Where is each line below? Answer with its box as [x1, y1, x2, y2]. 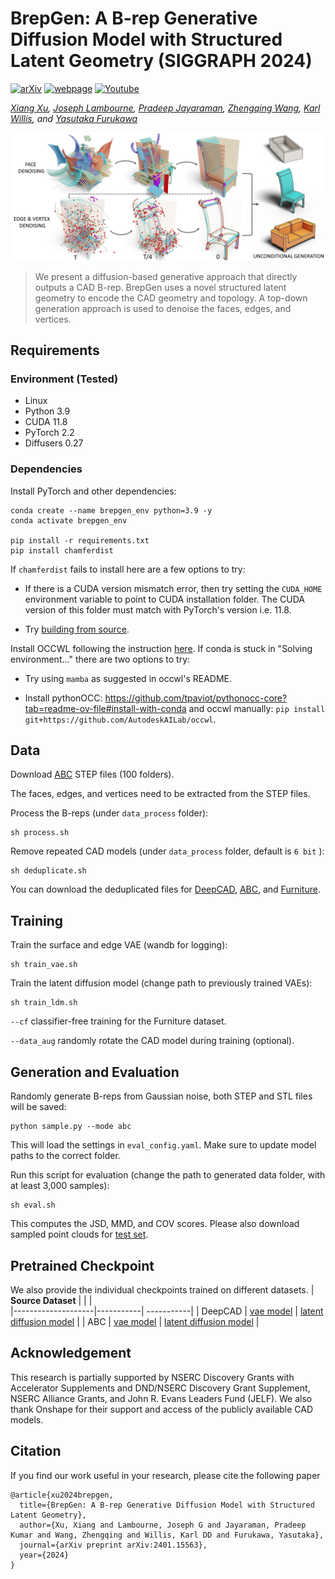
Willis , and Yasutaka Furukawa [10, 112, 138, 124]
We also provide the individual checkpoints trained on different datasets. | [10, 1283, 315, 1296]
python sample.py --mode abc [10, 1122, 132, 1132]
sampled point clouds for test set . [10, 1228, 149, 1241]
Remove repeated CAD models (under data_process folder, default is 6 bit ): [10, 845, 325, 857]
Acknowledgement [10, 1345, 132, 1362]
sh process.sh [10, 828, 70, 838]
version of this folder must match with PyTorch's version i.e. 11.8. [24, 603, 292, 616]
